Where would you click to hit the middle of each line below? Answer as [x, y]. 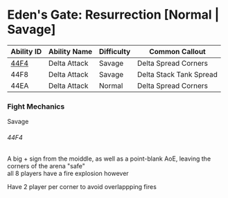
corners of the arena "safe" [46, 166]
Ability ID [26, 51]
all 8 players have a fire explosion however [68, 174]
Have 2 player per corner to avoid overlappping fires [82, 187]
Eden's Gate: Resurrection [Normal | [113, 15]
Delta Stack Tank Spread [178, 74]
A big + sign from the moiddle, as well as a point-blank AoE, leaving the [109, 159]
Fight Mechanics [36, 106]
